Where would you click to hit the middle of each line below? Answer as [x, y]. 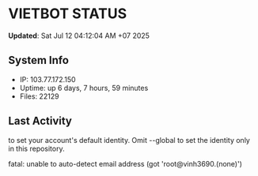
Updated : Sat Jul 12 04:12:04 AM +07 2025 [79, 36]
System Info [39, 60]
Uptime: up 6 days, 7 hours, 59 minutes [84, 88]
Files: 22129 [39, 96]
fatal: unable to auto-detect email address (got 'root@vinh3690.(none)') [125, 163]
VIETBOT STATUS [68, 14]
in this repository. [36, 148]
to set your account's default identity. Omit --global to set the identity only [129, 140]
